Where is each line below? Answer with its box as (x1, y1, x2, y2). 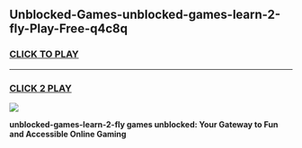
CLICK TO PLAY (9, 48, 79, 61)
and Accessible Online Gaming (9, 128, 127, 139)
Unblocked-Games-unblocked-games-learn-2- (9, 7, 281, 22)
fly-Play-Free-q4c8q (9, 22, 129, 37)
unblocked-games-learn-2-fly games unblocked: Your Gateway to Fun (9, 118, 279, 129)
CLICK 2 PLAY (9, 82, 72, 94)
